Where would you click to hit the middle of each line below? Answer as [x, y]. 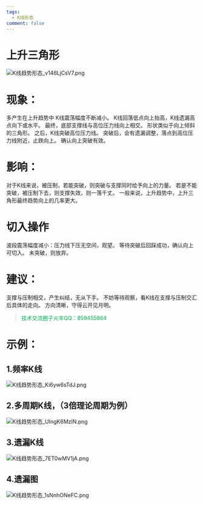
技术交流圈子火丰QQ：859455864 [64, 318]
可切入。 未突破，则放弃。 [39, 253]
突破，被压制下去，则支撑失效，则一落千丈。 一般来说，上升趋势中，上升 [97, 193]
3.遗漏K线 [25, 443]
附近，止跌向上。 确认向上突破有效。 [63, 141]
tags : [13, 12]
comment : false [25, 23]
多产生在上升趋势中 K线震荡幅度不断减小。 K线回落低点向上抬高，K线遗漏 [98, 118]
